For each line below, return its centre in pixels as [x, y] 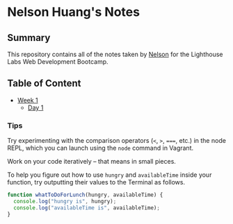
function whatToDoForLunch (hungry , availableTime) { [85, 195]
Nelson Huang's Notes [74, 12]
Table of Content [44, 84]
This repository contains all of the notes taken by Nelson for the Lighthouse [115, 54]
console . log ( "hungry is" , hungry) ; [65, 201]
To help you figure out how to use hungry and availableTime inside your [110, 175]
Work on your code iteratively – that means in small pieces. [91, 162]
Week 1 [27, 100]
